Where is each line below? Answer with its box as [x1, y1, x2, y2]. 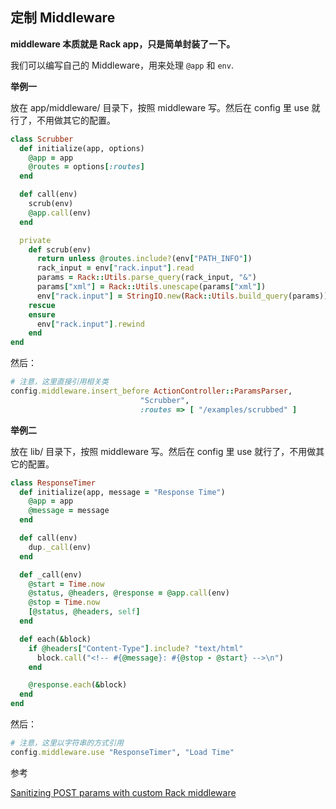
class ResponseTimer [10, 478, 97, 488]
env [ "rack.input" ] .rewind [36, 319, 145, 329]
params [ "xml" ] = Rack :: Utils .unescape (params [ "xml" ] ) [36, 282, 267, 292]
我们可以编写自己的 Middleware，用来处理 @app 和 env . [10, 59, 234, 71]
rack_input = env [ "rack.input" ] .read [36, 263, 195, 273]
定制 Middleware [10, 9, 116, 27]
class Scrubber [10, 134, 74, 144]
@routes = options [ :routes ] [28, 162, 145, 172]
